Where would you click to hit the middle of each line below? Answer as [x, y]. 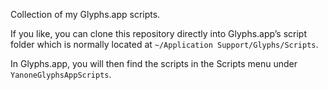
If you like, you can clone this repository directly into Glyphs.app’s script [158, 33]
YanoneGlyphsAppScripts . [61, 74]
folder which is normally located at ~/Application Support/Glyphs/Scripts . [164, 44]
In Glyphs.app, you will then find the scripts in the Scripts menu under [154, 63]
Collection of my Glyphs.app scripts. [85, 14]
